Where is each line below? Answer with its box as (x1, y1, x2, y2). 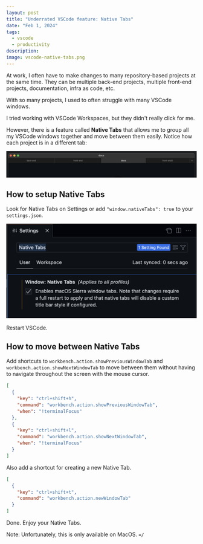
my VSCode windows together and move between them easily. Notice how (6, 132, 192, 140)
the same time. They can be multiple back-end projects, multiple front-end (6, 78, 192, 85)
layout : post (6, 10, 39, 16)
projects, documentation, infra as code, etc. (6, 85, 115, 92)
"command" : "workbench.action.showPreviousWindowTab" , (17, 402, 158, 408)
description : (6, 48, 39, 54)
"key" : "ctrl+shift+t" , (17, 489, 77, 495)
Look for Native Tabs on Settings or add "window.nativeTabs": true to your (6, 206, 193, 213)
